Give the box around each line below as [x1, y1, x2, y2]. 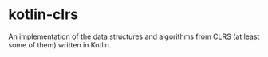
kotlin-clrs [8, 6, 78, 24]
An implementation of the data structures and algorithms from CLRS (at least [8, 32, 260, 41]
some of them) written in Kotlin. [8, 40, 112, 49]
